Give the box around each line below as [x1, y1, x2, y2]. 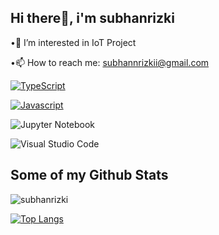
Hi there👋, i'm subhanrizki [10, 10, 175, 27]
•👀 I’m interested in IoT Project [10, 36, 137, 48]
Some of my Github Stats [10, 167, 169, 184]
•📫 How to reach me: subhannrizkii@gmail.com [10, 56, 210, 68]
